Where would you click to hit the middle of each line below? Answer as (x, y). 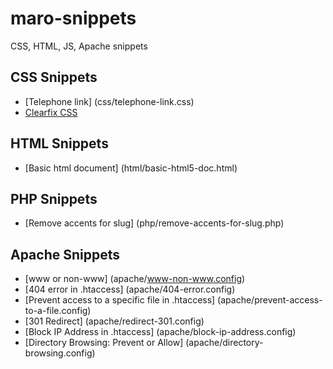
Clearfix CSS (51, 112)
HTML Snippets (59, 143)
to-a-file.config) (58, 311)
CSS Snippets (54, 77)
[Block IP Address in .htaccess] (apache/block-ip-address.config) (160, 332)
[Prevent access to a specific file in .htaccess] (120, 300)
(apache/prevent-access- (270, 300)
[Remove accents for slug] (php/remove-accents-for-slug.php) (154, 223)
